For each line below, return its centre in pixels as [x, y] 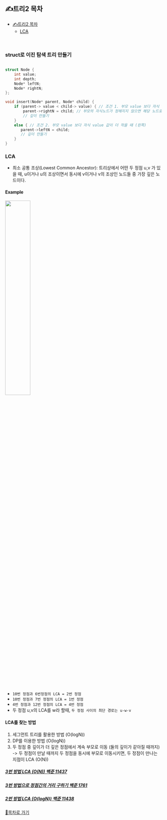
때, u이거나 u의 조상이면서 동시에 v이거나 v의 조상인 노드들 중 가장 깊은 [86, 174]
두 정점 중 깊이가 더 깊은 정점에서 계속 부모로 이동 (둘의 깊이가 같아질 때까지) [86, 747]
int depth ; [25, 79]
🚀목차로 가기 [17, 812]
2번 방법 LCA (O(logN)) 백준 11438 [40, 799]
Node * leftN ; [28, 84]
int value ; [25, 74]
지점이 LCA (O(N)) [30, 759]
